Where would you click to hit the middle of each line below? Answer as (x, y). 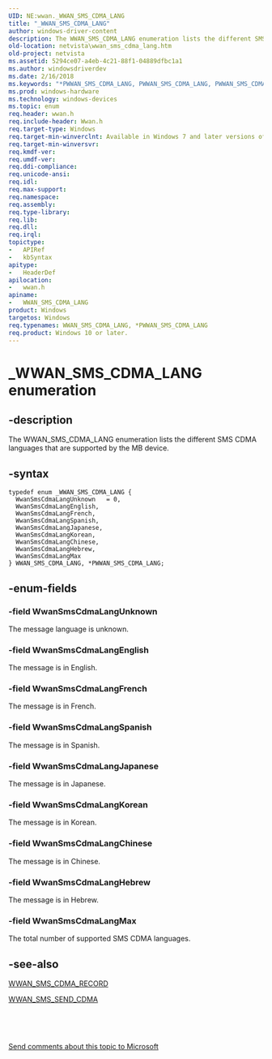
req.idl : (23, 182)
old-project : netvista (47, 54)
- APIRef (27, 250)
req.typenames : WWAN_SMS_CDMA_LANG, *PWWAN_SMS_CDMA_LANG (108, 325)
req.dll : (23, 227)
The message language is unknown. (69, 629)
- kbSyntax (30, 257)
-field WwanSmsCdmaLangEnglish (79, 650)
